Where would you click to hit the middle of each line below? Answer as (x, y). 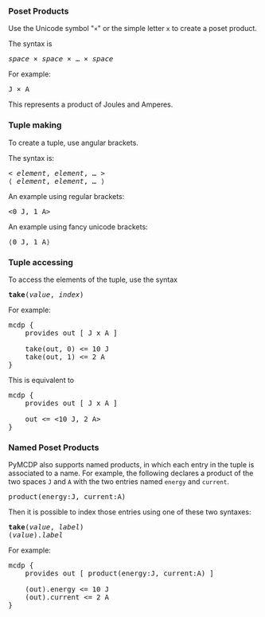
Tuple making (35, 125)
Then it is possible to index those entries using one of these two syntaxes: (130, 512)
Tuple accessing (41, 262)
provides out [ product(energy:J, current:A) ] (120, 574)
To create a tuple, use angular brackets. (74, 143)
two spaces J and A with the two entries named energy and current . (119, 482)
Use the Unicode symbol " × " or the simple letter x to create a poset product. (132, 29)
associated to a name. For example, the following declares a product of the (131, 473)
